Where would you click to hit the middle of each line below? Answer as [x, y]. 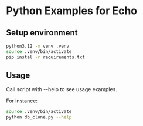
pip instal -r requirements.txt [45, 57]
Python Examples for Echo [72, 11]
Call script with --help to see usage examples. [62, 89]
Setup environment [42, 33]
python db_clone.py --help [39, 117]
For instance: [22, 101]
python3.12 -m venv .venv [38, 46]
